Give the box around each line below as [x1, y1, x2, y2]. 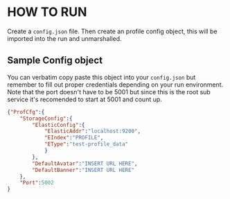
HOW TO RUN [7, 4, 87, 20]
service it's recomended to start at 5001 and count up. [7, 95, 163, 103]
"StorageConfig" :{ [19, 115, 73, 122]
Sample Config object [7, 55, 103, 67]
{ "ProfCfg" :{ [7, 108, 45, 115]
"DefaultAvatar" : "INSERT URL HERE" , [32, 160, 138, 167]
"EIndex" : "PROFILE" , [44, 135, 104, 141]
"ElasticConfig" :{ [32, 121, 85, 128]
